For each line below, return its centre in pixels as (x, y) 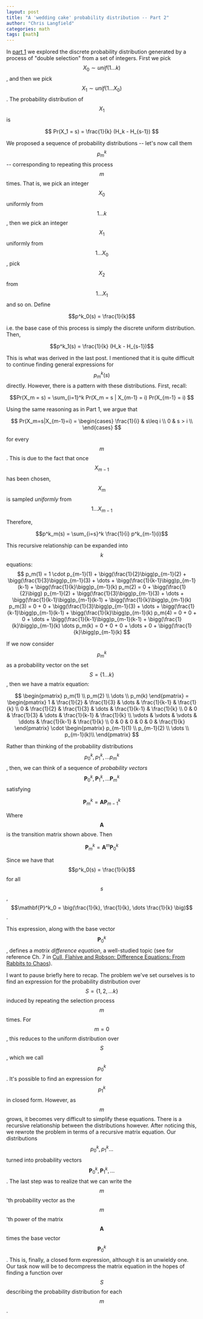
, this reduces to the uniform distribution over (63, 1038)
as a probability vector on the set (48, 665)
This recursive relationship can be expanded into (67, 545)
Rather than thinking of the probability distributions (70, 746)
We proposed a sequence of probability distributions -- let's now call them (99, 143)
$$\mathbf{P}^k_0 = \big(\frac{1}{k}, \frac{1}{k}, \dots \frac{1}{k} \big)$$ (102, 908)
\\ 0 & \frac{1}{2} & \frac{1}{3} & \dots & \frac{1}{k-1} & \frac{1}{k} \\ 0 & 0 (106, 709)
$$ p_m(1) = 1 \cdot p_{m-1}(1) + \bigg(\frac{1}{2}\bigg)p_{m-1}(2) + (102, 574)
